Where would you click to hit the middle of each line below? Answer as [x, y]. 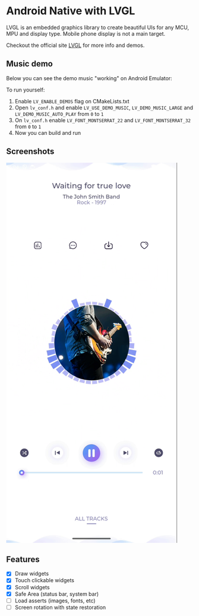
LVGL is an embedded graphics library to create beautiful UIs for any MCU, [98, 27]
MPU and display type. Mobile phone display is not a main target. [86, 33]
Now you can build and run [48, 132]
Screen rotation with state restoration [60, 607]
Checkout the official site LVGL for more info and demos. [75, 45]
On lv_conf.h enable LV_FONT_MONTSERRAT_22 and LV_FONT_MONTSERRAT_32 [103, 120]
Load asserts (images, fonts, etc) [55, 601]
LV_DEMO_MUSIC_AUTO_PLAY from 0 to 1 [59, 113]
